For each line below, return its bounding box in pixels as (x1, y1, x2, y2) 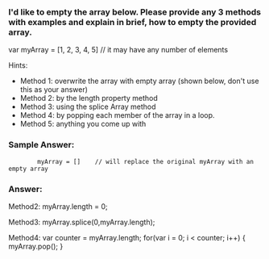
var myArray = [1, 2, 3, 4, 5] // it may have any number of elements (8, 45, 228, 55)
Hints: (8, 61, 28, 70)
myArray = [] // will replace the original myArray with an (37, 157, 254, 165)
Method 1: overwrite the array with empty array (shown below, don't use (19, 76, 259, 86)
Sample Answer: (8, 140, 75, 151)
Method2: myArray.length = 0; (8, 201, 108, 211)
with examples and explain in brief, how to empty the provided (8, 16, 257, 27)
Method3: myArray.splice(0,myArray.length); (8, 217, 155, 227)
